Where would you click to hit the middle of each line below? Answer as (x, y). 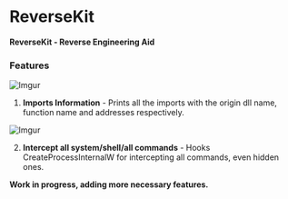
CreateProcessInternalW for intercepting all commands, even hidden (151, 157)
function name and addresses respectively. (103, 113)
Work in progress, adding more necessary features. (109, 184)
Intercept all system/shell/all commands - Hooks (116, 148)
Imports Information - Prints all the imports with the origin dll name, (149, 103)
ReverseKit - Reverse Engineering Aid (82, 42)
